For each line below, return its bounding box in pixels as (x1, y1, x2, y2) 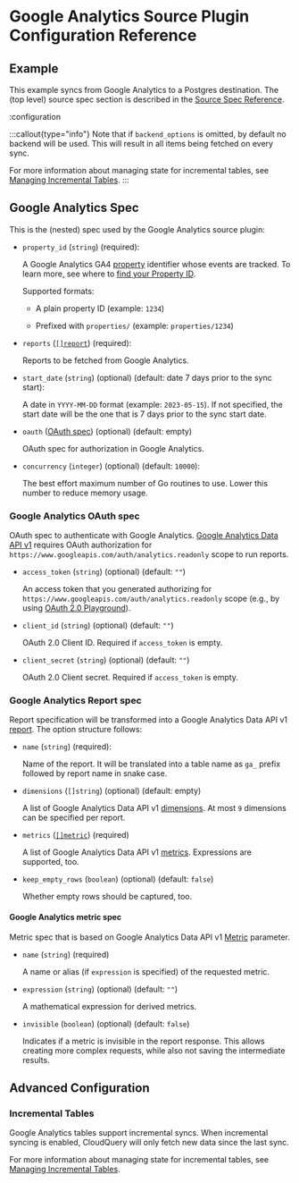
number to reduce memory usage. (21, 487, 149, 498)
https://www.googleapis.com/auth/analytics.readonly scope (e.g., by (21, 593, 280, 604)
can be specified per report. (21, 812, 126, 824)
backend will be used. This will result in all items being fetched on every (9, 139, 274, 148)
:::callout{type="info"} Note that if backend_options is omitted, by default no (9, 129, 287, 139)
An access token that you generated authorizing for (21, 584, 212, 595)
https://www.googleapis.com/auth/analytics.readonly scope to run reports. (9, 549, 289, 560)
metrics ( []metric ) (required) (21, 830, 129, 841)
